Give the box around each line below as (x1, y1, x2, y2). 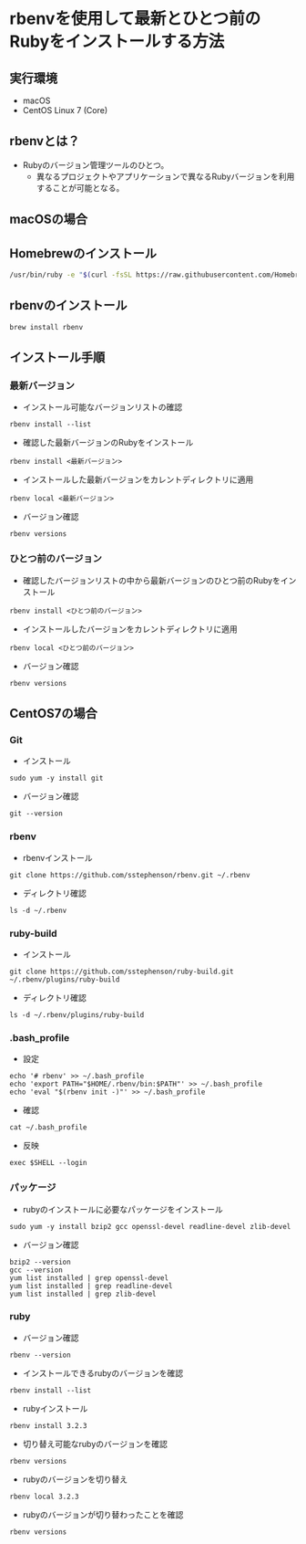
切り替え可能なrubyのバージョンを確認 (22, 1438, 168, 1449)
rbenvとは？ (9, 133, 80, 149)
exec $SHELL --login (9, 1159, 88, 1168)
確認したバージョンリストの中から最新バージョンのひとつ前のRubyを (22, 574, 280, 585)
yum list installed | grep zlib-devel (9, 1289, 157, 1298)
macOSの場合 (9, 212, 88, 227)
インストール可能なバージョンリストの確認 (22, 402, 183, 413)
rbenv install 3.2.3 (9, 1421, 88, 1430)
